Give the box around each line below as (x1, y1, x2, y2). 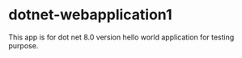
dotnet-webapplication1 (8, 6, 172, 24)
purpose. (8, 40, 39, 50)
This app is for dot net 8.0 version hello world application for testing (8, 32, 235, 42)
